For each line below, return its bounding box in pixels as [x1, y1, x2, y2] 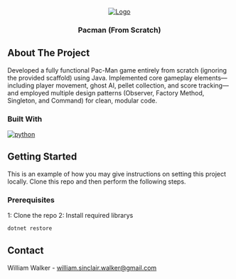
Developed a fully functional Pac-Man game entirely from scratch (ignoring [7, 65, 227, 74]
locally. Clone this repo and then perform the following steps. [7, 177, 186, 186]
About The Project [7, 47, 90, 59]
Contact [7, 245, 44, 257]
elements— [194, 73, 227, 82]
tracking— [198, 81, 229, 90]
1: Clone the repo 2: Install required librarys [7, 211, 134, 220]
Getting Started [7, 151, 77, 163]
